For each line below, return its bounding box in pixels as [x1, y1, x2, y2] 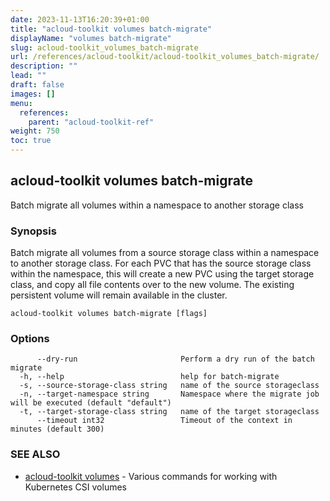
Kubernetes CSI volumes [24, 481, 127, 493]
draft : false [10, 80, 65, 90]
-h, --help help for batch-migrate [19, 372, 280, 382]
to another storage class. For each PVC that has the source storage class [10, 257, 312, 270]
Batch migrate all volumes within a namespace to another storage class [10, 199, 304, 211]
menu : [10, 98, 33, 108]
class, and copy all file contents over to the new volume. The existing [10, 279, 295, 291]
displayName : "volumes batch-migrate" [10, 33, 172, 43]
